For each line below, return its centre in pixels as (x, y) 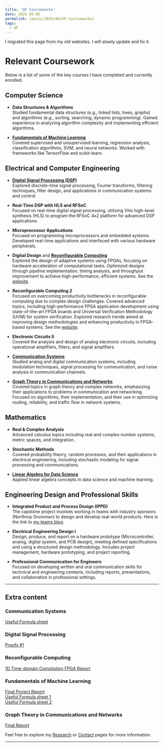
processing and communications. (46, 465)
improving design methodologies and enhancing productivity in (76, 322)
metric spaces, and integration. (43, 440)
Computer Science (34, 96)
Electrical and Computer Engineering (62, 168)
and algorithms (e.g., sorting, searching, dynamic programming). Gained (85, 117)
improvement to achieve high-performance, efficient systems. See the (83, 276)
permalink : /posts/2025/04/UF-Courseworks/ (50, 19)
